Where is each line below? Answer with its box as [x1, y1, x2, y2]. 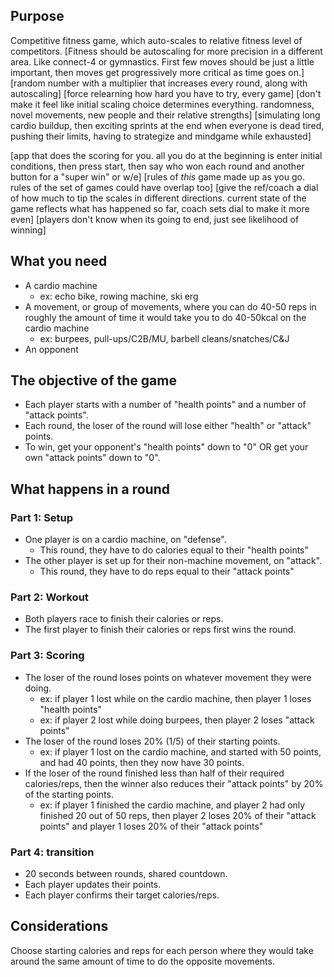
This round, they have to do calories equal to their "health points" [39, 544, 310, 556]
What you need [10, 253, 108, 270]
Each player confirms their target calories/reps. [24, 889, 220, 901]
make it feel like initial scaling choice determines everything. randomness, [10, 98, 315, 110]
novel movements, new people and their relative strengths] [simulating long [10, 109, 321, 121]
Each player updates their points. [24, 879, 162, 891]
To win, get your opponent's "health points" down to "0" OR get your [24, 441, 309, 453]
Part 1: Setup [10, 510, 74, 524]
